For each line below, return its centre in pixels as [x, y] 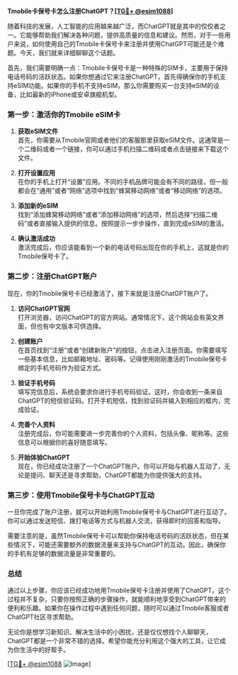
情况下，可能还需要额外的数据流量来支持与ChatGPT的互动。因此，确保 [117, 545]
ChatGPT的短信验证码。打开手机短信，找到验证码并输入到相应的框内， [121, 401]
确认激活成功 [36, 239]
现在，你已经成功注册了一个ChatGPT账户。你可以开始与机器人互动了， [121, 466]
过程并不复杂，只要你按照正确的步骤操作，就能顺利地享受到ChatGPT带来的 [117, 599]
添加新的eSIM [38, 206]
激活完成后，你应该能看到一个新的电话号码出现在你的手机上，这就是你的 [123, 247]
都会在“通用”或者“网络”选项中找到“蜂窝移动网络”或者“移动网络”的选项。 [122, 191]
